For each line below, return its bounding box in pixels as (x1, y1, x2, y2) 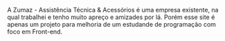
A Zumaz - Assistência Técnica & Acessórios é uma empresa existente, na (7, 6, 219, 14)
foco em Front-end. (7, 27, 63, 36)
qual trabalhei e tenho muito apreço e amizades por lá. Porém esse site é (7, 13, 215, 21)
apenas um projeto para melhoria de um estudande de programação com (7, 20, 217, 28)
